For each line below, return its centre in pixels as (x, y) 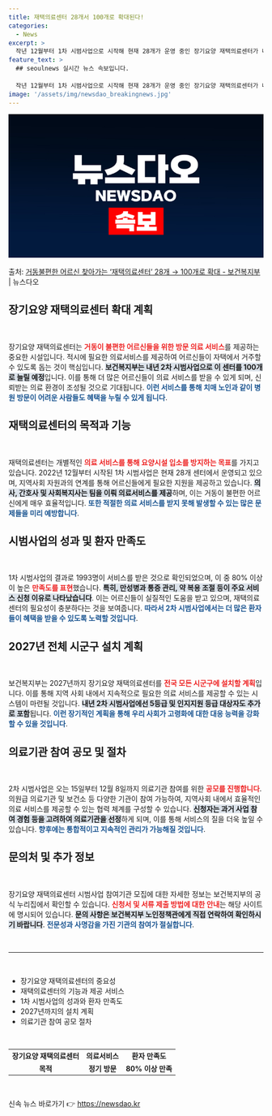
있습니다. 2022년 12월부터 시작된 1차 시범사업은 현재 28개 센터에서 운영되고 (128, 472)
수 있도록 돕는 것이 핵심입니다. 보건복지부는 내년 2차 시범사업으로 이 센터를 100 (132, 367)
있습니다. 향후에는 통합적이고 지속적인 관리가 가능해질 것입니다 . (107, 829)
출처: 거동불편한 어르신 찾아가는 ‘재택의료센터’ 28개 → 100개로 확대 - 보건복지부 (134, 271)
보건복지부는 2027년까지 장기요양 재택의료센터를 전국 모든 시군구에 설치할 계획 (132, 683)
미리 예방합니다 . (54, 513)
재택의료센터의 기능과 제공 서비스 (72, 991)
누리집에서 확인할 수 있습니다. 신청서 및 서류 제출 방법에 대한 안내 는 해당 (129, 904)
